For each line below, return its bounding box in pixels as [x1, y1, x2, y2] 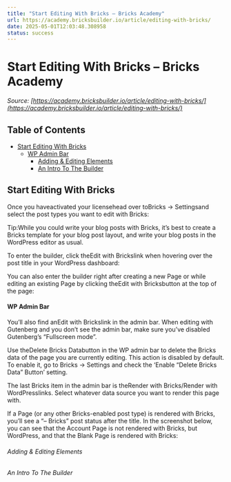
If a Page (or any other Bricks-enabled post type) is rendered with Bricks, [7, 409, 216, 418]
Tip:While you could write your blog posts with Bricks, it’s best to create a [7, 223, 216, 231]
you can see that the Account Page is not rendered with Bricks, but [7, 424, 198, 432]
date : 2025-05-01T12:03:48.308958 [7, 23, 107, 30]
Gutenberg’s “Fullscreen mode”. [7, 333, 97, 341]
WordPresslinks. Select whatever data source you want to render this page [7, 389, 219, 397]
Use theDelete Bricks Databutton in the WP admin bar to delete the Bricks [7, 346, 217, 354]
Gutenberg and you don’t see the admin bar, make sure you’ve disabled [7, 325, 210, 334]
